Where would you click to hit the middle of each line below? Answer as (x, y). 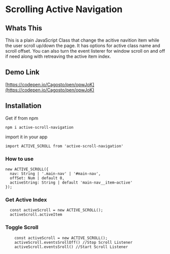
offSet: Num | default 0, (37, 178)
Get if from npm (22, 118)
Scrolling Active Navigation (64, 9)
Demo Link (22, 72)
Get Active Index (26, 200)
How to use (20, 159)
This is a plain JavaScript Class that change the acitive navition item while (82, 40)
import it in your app (26, 137)
